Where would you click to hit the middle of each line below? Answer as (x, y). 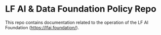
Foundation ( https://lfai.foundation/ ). (42, 27)
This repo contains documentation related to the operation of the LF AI (77, 22)
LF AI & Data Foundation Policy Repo (81, 9)
